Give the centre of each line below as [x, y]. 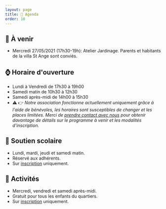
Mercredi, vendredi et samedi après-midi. [54, 191]
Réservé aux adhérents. [36, 158]
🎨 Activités [22, 179]
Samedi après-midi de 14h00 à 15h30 [50, 97]
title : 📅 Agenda [22, 14]
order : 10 [15, 19]
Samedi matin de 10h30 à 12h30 [45, 92]
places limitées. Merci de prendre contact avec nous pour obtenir [79, 115]
